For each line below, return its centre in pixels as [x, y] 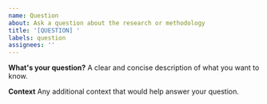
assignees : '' [32, 45]
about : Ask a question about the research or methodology [107, 23]
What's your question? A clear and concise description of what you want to [134, 67]
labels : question [37, 38]
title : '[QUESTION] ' [44, 30]
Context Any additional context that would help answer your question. [124, 91]
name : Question [34, 15]
